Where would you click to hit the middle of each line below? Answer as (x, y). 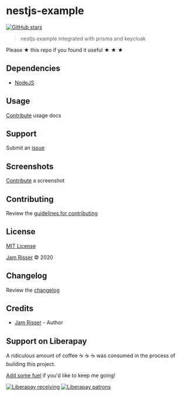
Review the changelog (33, 290)
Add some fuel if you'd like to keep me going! (61, 375)
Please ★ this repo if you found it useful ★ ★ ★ (65, 50)
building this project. (31, 364)
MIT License (21, 246)
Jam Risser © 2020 (30, 257)
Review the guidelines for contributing (52, 213)
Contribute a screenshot (35, 181)
